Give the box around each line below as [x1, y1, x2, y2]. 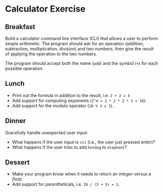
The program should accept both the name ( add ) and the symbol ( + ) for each [5, 61, 159, 66]
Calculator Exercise [5, 3, 86, 15]
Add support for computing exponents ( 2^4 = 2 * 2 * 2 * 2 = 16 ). [12, 97, 147, 103]
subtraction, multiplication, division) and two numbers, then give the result [5, 46, 154, 51]
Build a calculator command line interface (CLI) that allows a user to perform [5, 35, 158, 41]
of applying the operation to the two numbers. [5, 51, 97, 57]
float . [12, 176, 23, 182]
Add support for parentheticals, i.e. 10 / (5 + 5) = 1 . [12, 181, 120, 187]
